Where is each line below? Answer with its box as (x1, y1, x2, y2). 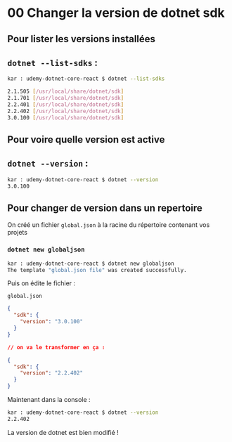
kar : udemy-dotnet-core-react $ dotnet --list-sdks (7, 75, 165, 82)
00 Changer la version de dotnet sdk (7, 5, 225, 21)
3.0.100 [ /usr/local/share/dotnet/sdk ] (7, 114, 124, 121)
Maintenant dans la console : (7, 396, 91, 404)
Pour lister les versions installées (7, 33, 156, 45)
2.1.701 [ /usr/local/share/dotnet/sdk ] (7, 95, 124, 102)
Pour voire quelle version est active (7, 134, 165, 145)
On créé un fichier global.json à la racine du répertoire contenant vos (7, 221, 210, 229)
